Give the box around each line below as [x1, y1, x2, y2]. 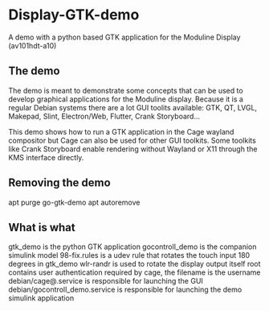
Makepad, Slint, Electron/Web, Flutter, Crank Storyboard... [8, 111, 201, 121]
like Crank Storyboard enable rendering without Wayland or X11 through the [8, 143, 258, 154]
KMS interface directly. [8, 152, 84, 162]
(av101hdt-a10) [8, 40, 57, 50]
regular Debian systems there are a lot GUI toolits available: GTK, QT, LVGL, [8, 102, 258, 112]
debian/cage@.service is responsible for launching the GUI [8, 276, 203, 286]
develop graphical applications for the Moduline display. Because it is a [8, 94, 243, 104]
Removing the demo [8, 176, 111, 190]
